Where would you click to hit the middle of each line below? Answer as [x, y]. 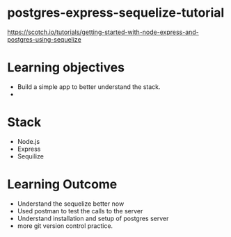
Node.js [29, 141]
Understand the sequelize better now [71, 204]
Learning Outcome [62, 184]
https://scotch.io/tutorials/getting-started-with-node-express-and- [103, 32]
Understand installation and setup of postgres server [93, 218]
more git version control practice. [65, 226]
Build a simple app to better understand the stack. [89, 87]
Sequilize [30, 156]
